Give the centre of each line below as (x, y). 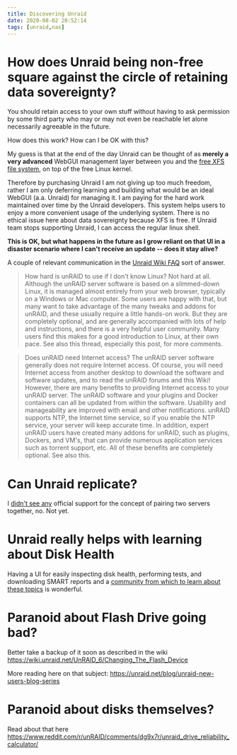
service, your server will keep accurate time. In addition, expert (116, 426)
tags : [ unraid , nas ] (36, 27)
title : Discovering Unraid (47, 14)
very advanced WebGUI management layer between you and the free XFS (116, 162)
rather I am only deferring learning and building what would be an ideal (111, 190)
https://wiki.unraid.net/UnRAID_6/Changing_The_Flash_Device (98, 660)
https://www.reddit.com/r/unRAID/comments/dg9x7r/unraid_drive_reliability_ (118, 737)
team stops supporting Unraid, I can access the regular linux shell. (104, 228)
